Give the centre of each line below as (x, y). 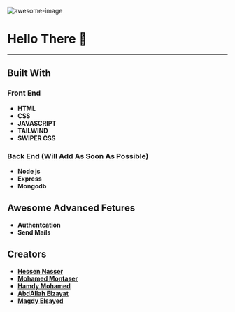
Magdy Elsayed (40, 301)
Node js (29, 171)
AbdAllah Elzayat (43, 293)
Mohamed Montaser (48, 278)
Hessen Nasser (40, 271)
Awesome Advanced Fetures (71, 208)
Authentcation (39, 225)
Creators (27, 254)
